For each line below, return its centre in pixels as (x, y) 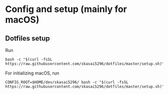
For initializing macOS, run (32, 73)
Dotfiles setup (27, 38)
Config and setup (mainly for (66, 9)
